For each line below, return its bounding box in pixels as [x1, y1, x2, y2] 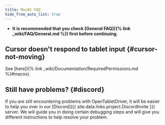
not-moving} [5, 52, 45, 61]
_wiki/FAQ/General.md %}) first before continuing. [12, 31, 118, 37]
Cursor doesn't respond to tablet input [5, 45, 126, 53]
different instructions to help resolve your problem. [5, 114, 108, 120]
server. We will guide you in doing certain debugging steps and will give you [5, 109, 160, 115]
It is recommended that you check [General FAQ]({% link [12, 25, 131, 31]
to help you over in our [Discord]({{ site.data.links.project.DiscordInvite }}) [5, 104, 155, 110]
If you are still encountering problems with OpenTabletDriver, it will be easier [5, 98, 160, 104]
